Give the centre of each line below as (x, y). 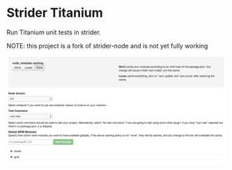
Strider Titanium (55, 13)
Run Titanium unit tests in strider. (54, 32)
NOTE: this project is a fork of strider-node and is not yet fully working (107, 45)
